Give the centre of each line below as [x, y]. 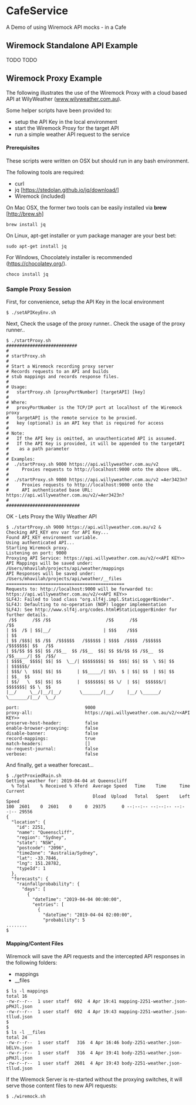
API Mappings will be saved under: [50, 564]
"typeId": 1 [31, 869]
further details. [27, 615]
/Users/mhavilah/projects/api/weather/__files [64, 579]
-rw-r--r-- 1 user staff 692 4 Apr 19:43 [61, 1012]
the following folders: [32, 963]
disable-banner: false [52, 734]
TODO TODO [22, 59]
